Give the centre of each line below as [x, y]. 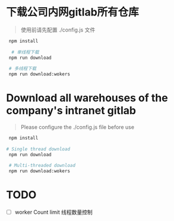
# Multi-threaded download [42, 166]
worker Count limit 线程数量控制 [54, 212]
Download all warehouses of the [87, 98]
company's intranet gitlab [71, 111]
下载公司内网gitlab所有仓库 [73, 12]
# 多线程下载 [23, 69]
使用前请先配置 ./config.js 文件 [58, 30]
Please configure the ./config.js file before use [77, 127]
